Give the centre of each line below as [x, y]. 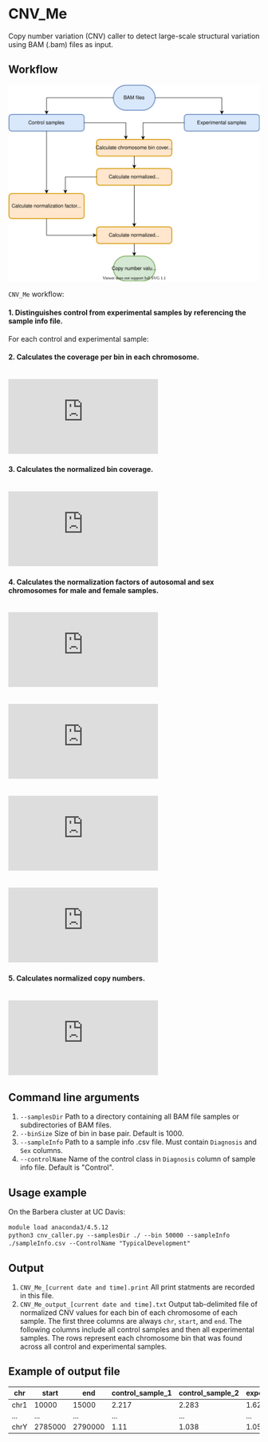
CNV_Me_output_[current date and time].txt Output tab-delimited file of [138, 1304]
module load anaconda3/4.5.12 [59, 1228]
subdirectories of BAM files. [65, 1125]
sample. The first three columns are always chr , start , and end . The [131, 1321]
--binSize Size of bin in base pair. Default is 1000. [102, 1134]
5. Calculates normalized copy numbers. [77, 978]
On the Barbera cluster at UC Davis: [67, 1212]
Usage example [48, 1192]
